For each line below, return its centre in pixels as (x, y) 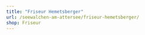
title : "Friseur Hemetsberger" (45, 12)
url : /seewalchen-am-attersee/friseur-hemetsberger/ (73, 17)
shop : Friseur (24, 23)
